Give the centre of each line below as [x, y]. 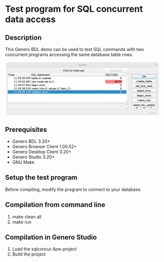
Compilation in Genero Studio [51, 237]
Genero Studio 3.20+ [33, 157]
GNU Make [23, 162]
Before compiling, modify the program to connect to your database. [73, 189]
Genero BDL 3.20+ [31, 141]
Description [23, 38]
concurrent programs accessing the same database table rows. [69, 54]
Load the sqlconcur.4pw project [44, 249]
